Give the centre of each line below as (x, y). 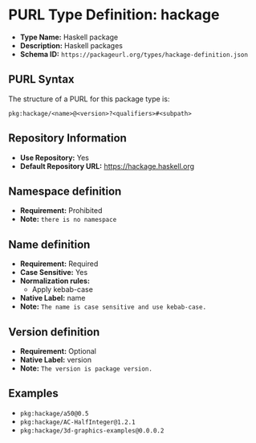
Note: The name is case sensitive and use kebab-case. (113, 306)
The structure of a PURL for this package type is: (89, 99)
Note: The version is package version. (86, 368)
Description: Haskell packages (71, 45)
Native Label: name (53, 298)
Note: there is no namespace (68, 219)
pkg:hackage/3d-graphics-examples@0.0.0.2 (92, 431)
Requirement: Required (59, 264)
